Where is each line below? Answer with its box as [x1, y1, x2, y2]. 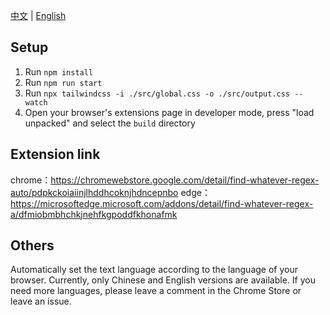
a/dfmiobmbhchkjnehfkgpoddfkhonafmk [10, 208, 178, 220]
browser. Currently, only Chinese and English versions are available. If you [10, 274, 316, 286]
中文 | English [10, 10, 67, 21]
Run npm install [24, 65, 94, 78]
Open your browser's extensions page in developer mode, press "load [24, 106, 315, 118]
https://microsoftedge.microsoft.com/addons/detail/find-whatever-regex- [10, 197, 314, 209]
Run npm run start [24, 76, 103, 88]
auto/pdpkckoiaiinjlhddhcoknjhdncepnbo [10, 186, 179, 198]
